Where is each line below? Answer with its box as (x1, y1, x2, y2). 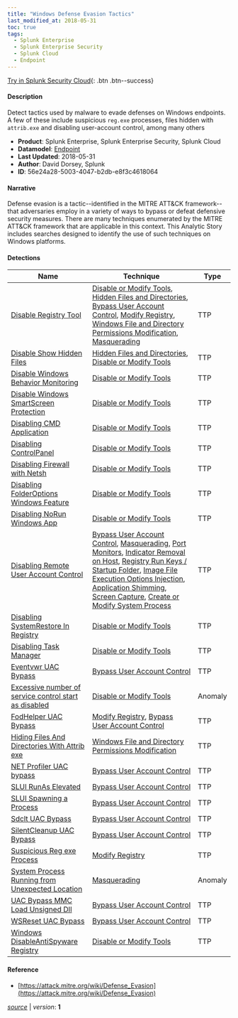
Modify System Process (91, 601, 171, 611)
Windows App (11, 518, 58, 528)
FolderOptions (11, 488, 59, 498)
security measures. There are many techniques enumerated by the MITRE (7, 215, 223, 223)
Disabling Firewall (11, 459, 69, 469)
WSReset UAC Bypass (11, 916, 85, 926)
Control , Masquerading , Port (91, 538, 186, 548)
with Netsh (11, 468, 47, 478)
